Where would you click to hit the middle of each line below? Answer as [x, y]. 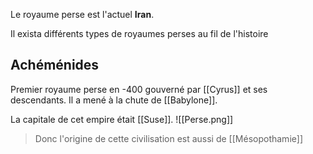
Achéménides [55, 65]
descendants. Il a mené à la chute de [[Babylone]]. [114, 100]
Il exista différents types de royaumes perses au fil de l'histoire [139, 33]
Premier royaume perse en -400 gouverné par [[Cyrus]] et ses [139, 89]
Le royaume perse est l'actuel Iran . [82, 14]
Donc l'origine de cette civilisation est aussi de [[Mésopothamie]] [168, 138]
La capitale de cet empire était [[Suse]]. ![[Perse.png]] [122, 119]
